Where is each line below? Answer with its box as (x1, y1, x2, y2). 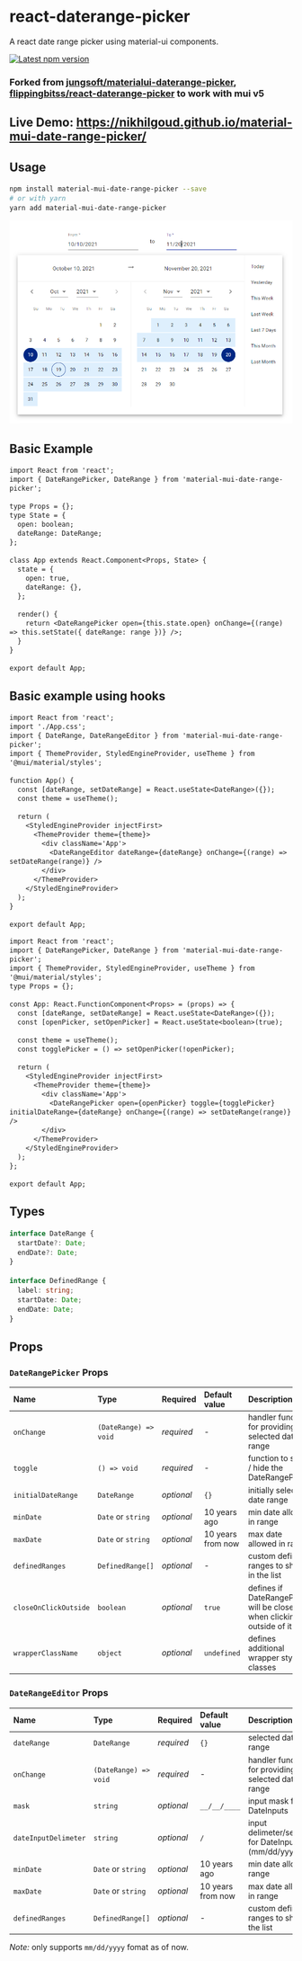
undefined (203, 1649, 241, 1658)
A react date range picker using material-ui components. (9, 36, 218, 47)
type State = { (9, 511, 67, 521)
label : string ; (17, 1286, 75, 1296)
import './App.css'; (9, 722, 87, 732)
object (97, 1649, 122, 1658)
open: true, (25, 574, 70, 584)
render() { (17, 610, 58, 619)
